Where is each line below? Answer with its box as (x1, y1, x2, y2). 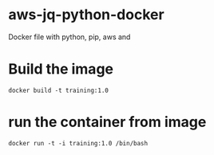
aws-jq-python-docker (8, 6, 165, 24)
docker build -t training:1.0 (8, 86, 109, 94)
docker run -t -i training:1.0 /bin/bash (8, 139, 149, 147)
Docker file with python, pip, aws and (8, 32, 131, 42)
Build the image (8, 60, 114, 78)
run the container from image (8, 113, 207, 131)
